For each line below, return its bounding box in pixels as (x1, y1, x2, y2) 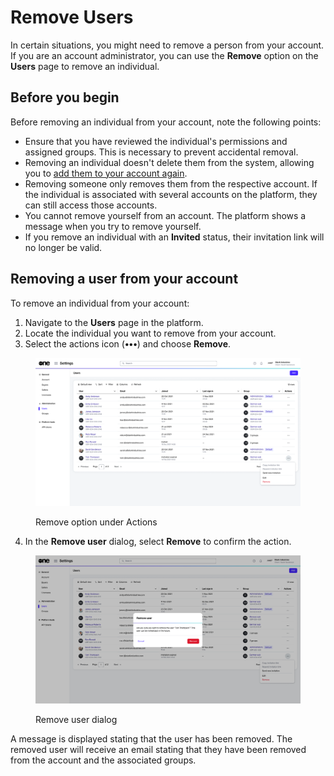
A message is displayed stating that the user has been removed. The (10, 732, 293, 745)
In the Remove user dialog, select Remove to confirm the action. (24, 536, 292, 548)
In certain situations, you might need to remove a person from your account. (10, 39, 325, 51)
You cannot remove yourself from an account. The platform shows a (24, 209, 307, 221)
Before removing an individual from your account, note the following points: (10, 116, 322, 128)
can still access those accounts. (24, 199, 158, 211)
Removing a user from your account (10, 271, 239, 288)
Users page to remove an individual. (10, 60, 160, 72)
